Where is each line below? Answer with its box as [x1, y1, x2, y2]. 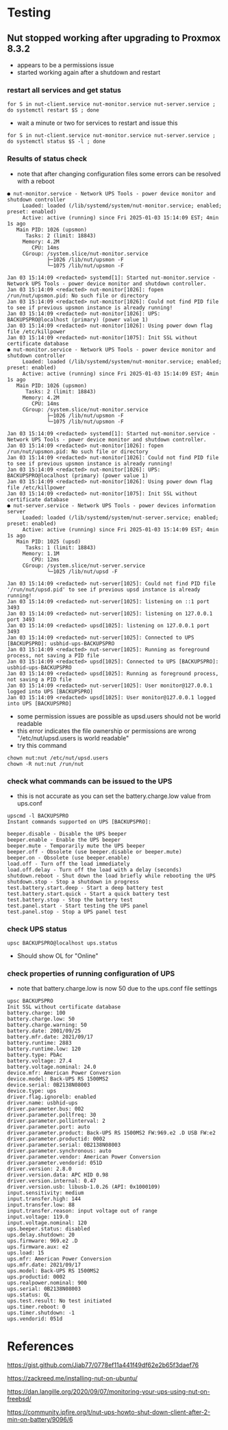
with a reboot [16, 177, 55, 185]
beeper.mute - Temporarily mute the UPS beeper [7, 842, 146, 849]
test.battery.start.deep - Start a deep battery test [7, 884, 164, 891]
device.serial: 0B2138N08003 [7, 1082, 90, 1089]
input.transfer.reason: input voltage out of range [7, 1208, 157, 1215]
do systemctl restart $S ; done [7, 107, 99, 114]
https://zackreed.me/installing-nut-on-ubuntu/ [7, 1374, 138, 1383]
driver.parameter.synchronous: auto [7, 1148, 112, 1154]
